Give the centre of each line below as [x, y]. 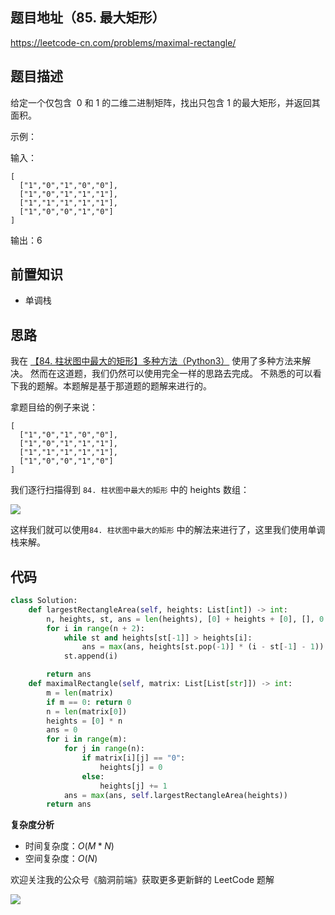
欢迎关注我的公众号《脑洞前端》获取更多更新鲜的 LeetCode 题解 [142, 880]
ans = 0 [62, 730]
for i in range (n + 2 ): [95, 628]
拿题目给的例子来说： [54, 407]
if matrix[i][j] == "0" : [133, 758]
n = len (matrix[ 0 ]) [87, 711]
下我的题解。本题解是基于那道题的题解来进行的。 [111, 386]
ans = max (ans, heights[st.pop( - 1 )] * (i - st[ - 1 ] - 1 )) [203, 647]
